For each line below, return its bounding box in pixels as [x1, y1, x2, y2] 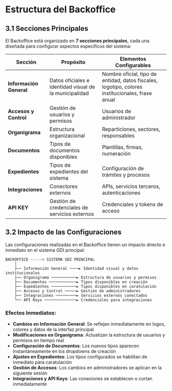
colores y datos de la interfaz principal [12, 326, 94, 332]
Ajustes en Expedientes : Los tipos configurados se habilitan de [12, 353, 147, 360]
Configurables [115, 62, 151, 69]
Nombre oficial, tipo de [102, 70, 157, 78]
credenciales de [49, 204, 89, 211]
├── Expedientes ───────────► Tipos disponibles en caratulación [14, 284, 157, 289]
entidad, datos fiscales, [102, 77, 158, 84]
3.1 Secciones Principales [5, 24, 89, 33]
